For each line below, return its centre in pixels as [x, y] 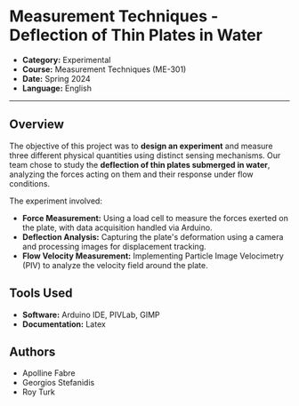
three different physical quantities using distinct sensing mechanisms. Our [145, 155]
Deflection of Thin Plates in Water [136, 35]
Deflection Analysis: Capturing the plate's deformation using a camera [153, 236]
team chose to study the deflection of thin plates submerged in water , [140, 164]
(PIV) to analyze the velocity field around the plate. [115, 265]
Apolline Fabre [48, 373]
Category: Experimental [66, 60]
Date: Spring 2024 [56, 78]
